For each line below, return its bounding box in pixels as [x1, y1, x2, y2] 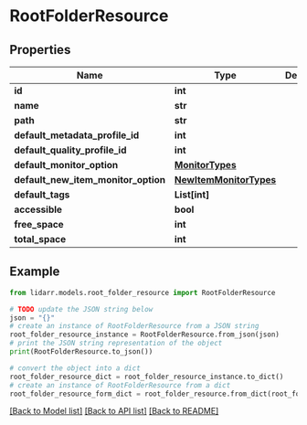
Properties [9, 42, 71, 58]
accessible [14, 203, 62, 216]
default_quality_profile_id [14, 143, 127, 156]
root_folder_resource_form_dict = [9, 389, 142, 398]
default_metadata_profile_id [14, 129, 140, 142]
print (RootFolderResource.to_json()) [9, 347, 153, 356]
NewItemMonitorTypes [174, 174, 277, 186]
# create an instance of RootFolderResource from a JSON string [9, 322, 259, 331]
